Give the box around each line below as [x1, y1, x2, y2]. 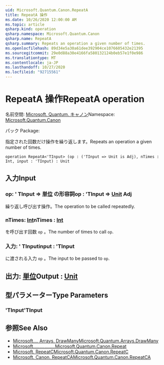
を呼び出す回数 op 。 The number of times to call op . [5, 228, 114, 235]
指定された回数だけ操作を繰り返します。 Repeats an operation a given [5, 138, 152, 144]
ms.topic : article [5, 22, 45, 27]
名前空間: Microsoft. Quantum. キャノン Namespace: [5, 111, 115, 117]
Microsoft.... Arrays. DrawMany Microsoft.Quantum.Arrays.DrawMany [12, 337, 159, 344]
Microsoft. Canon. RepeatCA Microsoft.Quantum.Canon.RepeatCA [12, 354, 151, 360]
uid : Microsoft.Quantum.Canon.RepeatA [5, 7, 88, 13]
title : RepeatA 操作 [5, 12, 48, 17]
